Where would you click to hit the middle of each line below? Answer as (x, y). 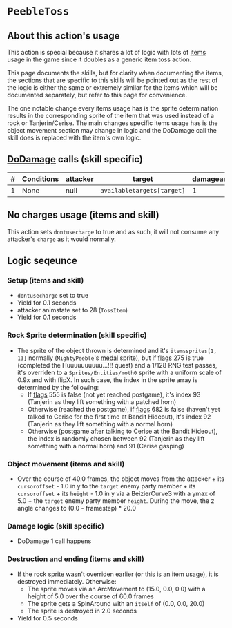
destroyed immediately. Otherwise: (67, 581)
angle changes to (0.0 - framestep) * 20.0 (77, 508)
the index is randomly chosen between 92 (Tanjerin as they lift (116, 438)
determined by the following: (58, 387)
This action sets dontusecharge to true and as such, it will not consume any (113, 231)
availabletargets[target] (143, 190)
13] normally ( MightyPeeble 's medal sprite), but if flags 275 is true (110, 358)
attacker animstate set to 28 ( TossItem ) (72, 310)
